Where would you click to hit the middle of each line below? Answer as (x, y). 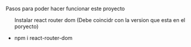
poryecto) (26, 26)
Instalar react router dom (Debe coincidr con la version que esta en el (100, 20)
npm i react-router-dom (43, 38)
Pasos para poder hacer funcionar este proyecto (65, 9)
